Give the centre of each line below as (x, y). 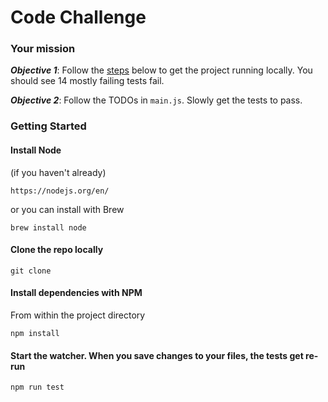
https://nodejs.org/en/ (60, 191)
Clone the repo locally (57, 250)
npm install (35, 334)
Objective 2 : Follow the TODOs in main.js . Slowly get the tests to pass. (156, 100)
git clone (31, 271)
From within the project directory (78, 315)
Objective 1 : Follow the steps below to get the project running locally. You (161, 70)
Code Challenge (78, 17)
